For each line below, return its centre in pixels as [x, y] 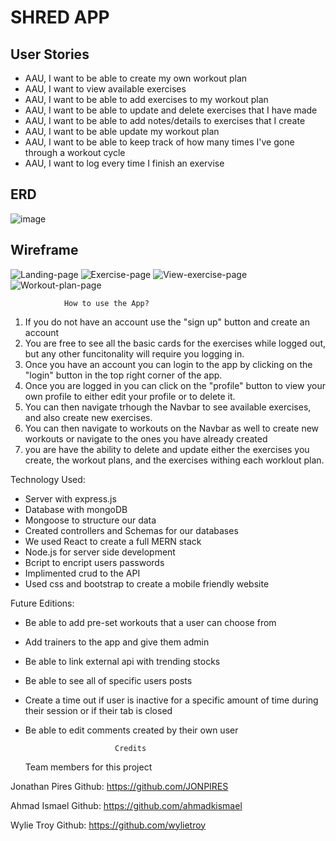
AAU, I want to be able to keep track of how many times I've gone [159, 142]
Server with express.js [70, 498]
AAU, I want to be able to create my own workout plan [136, 78]
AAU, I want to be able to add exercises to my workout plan [146, 99]
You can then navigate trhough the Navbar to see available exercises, [168, 407]
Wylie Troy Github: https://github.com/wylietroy [108, 825]
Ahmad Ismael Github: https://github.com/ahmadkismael [126, 805]
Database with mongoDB [76, 509]
